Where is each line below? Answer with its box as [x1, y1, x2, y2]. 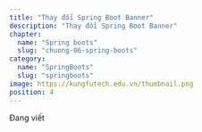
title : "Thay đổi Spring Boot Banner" [9, 12, 154, 22]
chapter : [9, 29, 42, 38]
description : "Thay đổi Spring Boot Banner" [9, 21, 178, 30]
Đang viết [9, 112, 45, 123]
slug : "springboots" [17, 71, 94, 80]
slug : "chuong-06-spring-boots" [17, 46, 139, 55]
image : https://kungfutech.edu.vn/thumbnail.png [9, 79, 194, 88]
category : [9, 54, 46, 63]
